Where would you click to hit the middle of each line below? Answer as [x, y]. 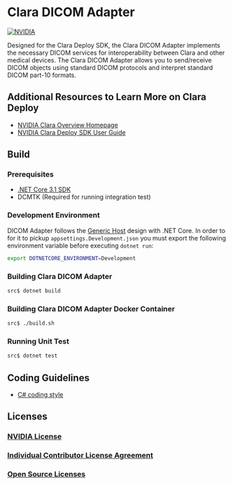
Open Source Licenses [47, 474]
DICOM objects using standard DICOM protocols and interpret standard [110, 67]
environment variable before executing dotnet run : [80, 245]
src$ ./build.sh [31, 323]
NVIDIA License [34, 437]
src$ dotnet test [33, 356]
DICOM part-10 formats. [42, 75]
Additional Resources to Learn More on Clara [107, 97]
